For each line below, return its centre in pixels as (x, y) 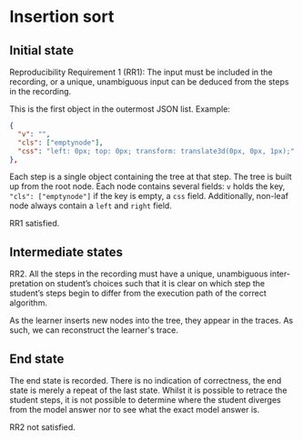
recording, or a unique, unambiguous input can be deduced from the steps (149, 82)
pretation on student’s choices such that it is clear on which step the (137, 284)
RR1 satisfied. (35, 224)
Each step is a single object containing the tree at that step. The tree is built (151, 177)
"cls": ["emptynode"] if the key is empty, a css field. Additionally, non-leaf (149, 196)
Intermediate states (66, 252)
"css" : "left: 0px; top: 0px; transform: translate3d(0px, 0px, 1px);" (157, 151)
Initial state (42, 50)
